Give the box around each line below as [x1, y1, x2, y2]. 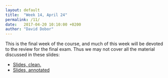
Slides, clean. [12, 62, 41, 68]
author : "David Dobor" [5, 27, 54, 32]
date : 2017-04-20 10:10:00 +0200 [5, 22, 81, 27]
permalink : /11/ [5, 17, 40, 22]
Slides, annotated [12, 67, 50, 73]
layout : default [5, 7, 40, 13]
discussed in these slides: [5, 52, 60, 58]
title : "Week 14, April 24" [5, 12, 68, 17]
